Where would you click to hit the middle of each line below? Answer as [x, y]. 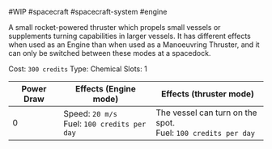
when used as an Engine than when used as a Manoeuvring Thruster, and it [134, 45]
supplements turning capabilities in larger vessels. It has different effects [130, 36]
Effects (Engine [106, 89]
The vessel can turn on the [206, 113]
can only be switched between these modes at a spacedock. [110, 53]
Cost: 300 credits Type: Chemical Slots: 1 [78, 69]
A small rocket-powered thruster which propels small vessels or [115, 27]
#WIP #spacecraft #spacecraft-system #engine [88, 12]
